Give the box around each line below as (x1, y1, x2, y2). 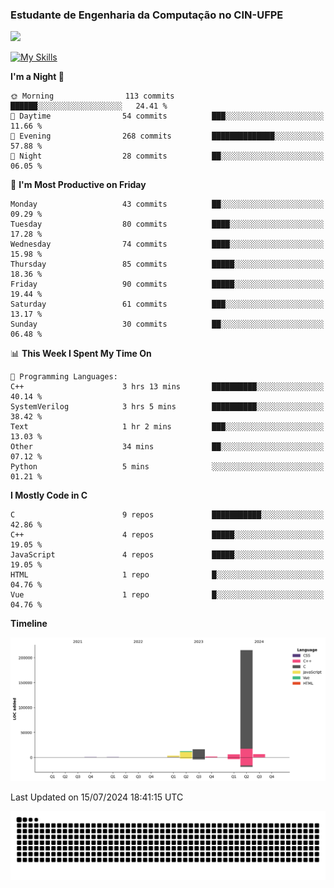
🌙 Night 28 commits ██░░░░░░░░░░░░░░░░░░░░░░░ (10, 151, 325, 162)
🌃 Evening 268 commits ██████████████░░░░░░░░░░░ (10, 131, 325, 142)
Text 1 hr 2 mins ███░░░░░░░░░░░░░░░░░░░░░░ (10, 422, 325, 432)
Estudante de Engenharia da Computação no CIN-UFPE (10, 8, 284, 22)
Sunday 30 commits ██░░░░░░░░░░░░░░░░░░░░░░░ (10, 319, 325, 330)
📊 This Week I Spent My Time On (10, 348, 152, 360)
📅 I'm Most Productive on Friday (10, 179, 147, 191)
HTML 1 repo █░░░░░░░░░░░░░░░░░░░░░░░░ (10, 570, 325, 580)
